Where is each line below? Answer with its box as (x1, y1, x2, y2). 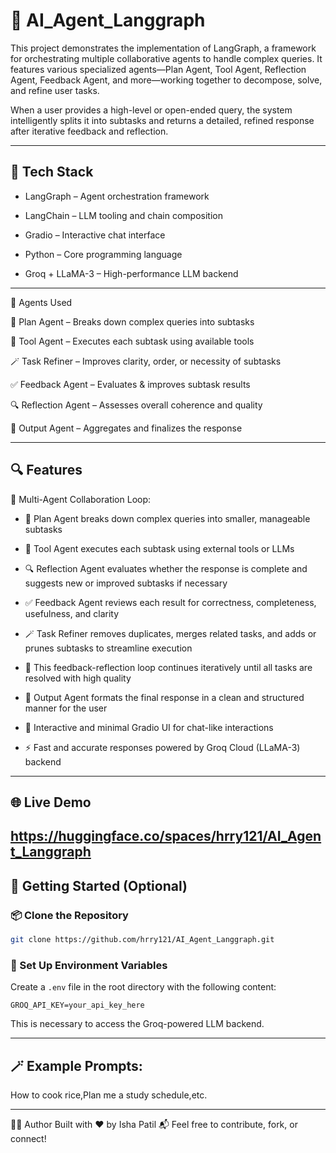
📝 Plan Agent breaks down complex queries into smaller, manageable (24, 512, 311, 524)
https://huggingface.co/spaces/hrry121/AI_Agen (10, 828, 322, 845)
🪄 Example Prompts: (10, 1057, 143, 1074)
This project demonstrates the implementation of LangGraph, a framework (10, 42, 317, 54)
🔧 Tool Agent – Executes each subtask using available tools (10, 335, 255, 347)
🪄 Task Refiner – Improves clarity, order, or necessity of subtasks (10, 355, 282, 367)
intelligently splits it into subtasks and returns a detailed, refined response (10, 114, 315, 126)
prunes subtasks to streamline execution (24, 642, 193, 654)
